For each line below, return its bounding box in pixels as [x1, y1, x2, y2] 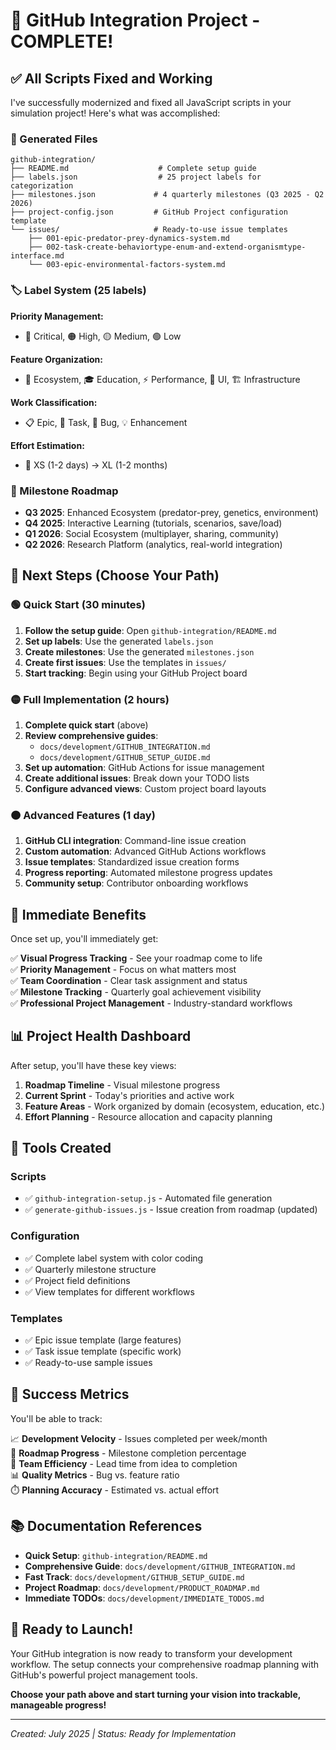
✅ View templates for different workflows [24, 1285, 195, 1298]
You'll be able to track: [10, 1412, 103, 1424]
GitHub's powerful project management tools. [10, 1669, 198, 1681]
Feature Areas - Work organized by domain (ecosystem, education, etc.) [24, 1100, 326, 1112]
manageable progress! [10, 1699, 107, 1711]
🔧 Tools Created [10, 1140, 112, 1157]
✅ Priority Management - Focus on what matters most [10, 963, 237, 975]
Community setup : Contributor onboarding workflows [24, 877, 249, 889]
